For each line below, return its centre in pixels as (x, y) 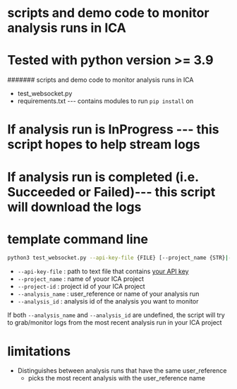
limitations (39, 351)
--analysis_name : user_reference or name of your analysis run (108, 294)
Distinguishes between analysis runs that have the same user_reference (122, 371)
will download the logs (74, 207)
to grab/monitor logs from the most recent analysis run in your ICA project (115, 323)
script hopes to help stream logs (104, 144)
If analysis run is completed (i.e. (103, 177)
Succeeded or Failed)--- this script (111, 192)
